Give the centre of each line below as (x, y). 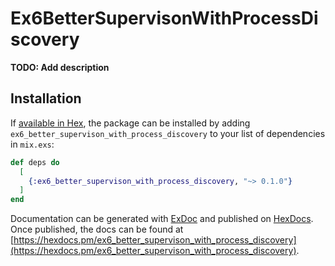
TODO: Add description (60, 67)
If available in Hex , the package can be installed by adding (130, 123)
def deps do (35, 162)
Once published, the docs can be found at (97, 229)
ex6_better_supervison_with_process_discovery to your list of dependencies (168, 133)
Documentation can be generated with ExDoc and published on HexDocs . (162, 219)
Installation (46, 98)
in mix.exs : (32, 144)
